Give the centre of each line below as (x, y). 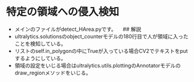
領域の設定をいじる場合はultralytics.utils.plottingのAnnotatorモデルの (98, 65)
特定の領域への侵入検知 (63, 12)
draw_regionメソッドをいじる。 (53, 73)
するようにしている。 (40, 58)
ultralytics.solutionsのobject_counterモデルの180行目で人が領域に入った (101, 36)
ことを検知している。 (40, 44)
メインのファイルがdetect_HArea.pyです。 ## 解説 (78, 29)
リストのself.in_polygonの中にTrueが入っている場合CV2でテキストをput (101, 51)
